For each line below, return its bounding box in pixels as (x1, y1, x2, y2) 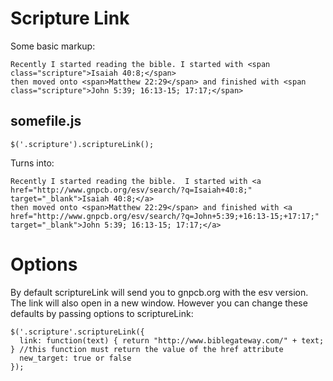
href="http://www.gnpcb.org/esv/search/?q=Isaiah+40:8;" (10, 185, 253, 195)
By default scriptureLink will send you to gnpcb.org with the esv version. (10, 286, 309, 298)
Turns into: (10, 157, 55, 169)
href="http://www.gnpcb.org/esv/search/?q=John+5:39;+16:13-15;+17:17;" (10, 211, 320, 221)
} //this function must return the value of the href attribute (10, 344, 284, 354)
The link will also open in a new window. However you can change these (10, 297, 308, 309)
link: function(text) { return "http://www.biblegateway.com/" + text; (19, 335, 325, 346)
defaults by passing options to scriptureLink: (10, 307, 194, 319)
